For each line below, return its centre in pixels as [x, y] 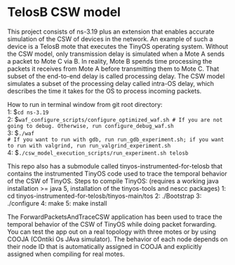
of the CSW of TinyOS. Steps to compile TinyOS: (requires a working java [113, 181]
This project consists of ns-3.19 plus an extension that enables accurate [111, 31]
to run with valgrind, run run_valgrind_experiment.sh [89, 145]
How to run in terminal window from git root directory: [85, 104]
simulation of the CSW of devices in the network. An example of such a [110, 38]
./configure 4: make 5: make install [57, 203]
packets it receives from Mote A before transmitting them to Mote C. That [113, 69]
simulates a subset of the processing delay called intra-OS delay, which [111, 83]
